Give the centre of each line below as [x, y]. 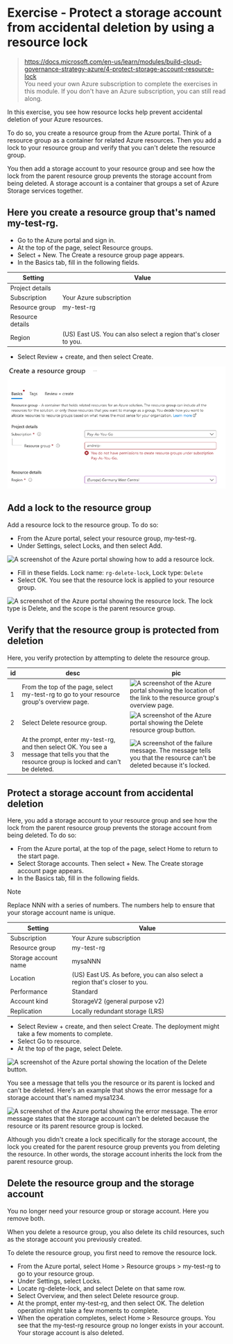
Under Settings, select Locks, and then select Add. [90, 545]
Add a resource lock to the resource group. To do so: [83, 525]
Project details [31, 288]
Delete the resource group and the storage [101, 1183]
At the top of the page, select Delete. [70, 1049]
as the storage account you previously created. [75, 1239]
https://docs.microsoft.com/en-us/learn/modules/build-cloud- [113, 61]
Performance [29, 991]
